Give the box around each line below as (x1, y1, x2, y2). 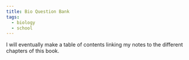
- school (11, 25, 33, 31)
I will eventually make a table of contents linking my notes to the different (6, 41, 184, 48)
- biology (11, 19, 35, 25)
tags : (6, 14, 19, 20)
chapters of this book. (6, 48, 60, 55)
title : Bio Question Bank (6, 8, 69, 15)
